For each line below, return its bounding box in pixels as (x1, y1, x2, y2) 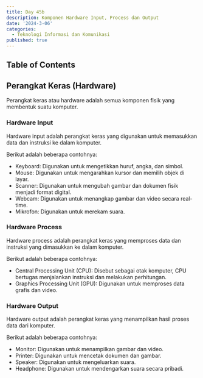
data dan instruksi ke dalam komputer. (6, 138, 102, 146)
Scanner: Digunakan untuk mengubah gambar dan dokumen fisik (15, 182, 179, 189)
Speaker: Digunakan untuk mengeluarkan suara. (15, 358, 136, 366)
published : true (6, 37, 47, 43)
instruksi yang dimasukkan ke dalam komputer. (6, 243, 124, 251)
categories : (6, 26, 36, 32)
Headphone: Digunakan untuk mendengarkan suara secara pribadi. (15, 365, 184, 373)
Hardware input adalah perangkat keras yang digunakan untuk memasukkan (6, 132, 198, 140)
